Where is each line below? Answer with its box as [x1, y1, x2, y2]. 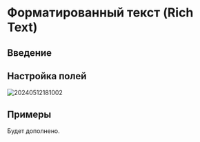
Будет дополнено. [7, 127, 60, 135]
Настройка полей [7, 70, 87, 82]
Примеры [7, 108, 52, 120]
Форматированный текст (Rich [7, 5, 194, 21]
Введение [7, 47, 52, 59]
